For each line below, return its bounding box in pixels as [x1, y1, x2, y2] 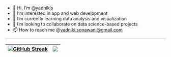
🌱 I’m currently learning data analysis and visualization [12, 16, 127, 21]
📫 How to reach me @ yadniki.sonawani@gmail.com [12, 27, 123, 33]
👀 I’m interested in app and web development [12, 10, 108, 16]
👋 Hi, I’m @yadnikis [12, 5, 53, 11]
